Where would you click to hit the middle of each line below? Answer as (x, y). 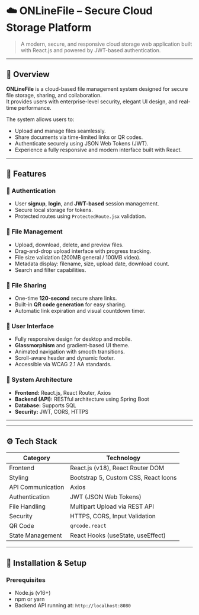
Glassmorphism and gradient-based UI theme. (72, 345)
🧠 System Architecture (39, 380)
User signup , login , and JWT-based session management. (87, 204)
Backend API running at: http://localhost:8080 (73, 606)
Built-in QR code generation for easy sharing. (70, 305)
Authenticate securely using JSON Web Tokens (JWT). (82, 143)
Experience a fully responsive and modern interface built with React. (98, 150)
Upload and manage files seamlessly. (60, 131)
